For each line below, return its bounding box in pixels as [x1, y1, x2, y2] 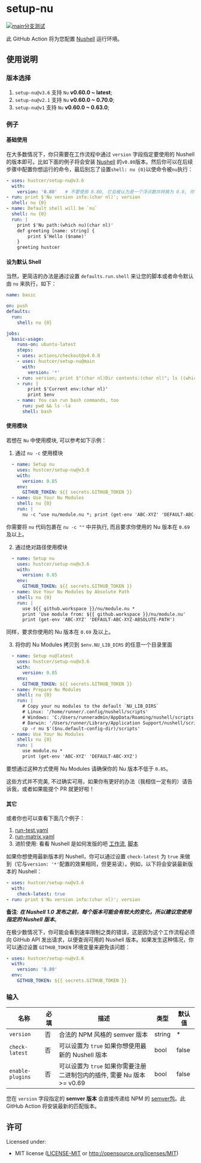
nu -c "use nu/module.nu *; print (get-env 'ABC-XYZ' [22, 512, 160, 518]
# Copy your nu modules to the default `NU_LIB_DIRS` [22, 704, 160, 710]
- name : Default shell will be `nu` [6, 206, 98, 212]
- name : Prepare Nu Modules [11, 686, 82, 693]
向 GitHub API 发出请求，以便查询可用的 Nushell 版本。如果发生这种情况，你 [6, 936, 194, 943]
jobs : [6, 330, 20, 336]
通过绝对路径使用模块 [14, 543, 68, 551]
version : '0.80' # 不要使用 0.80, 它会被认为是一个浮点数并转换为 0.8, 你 [17, 188, 194, 195]
